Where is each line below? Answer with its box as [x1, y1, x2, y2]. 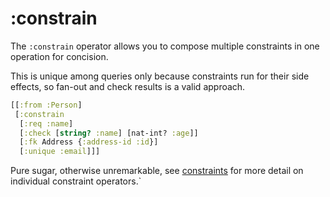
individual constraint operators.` [10, 175, 142, 187]
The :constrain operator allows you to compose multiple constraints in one [10, 40, 320, 52]
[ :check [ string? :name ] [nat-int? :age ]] [19, 128, 199, 138]
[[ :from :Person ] [10, 100, 83, 110]
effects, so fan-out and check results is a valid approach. [10, 80, 246, 92]
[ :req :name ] [19, 118, 74, 129]
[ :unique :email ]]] [19, 147, 101, 157]
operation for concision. [10, 50, 109, 62]
